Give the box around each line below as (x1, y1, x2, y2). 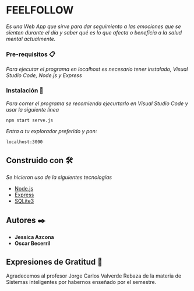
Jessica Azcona (14, 234, 54, 241)
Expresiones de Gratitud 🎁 (6, 257, 103, 266)
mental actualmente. (6, 35, 56, 42)
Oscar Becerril (14, 240, 51, 247)
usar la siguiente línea (6, 106, 59, 113)
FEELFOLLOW (6, 4, 74, 17)
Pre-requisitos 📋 (6, 50, 55, 58)
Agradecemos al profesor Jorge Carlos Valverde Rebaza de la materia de (6, 272, 182, 279)
